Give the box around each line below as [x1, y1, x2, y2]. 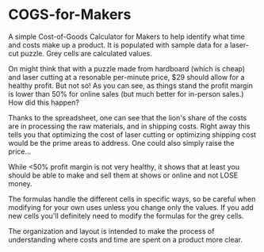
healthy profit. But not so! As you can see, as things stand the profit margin [8, 81, 254, 90]
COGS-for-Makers [8, 6, 132, 24]
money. [8, 178, 33, 188]
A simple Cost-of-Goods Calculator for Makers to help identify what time [8, 32, 246, 41]
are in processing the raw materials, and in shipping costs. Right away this [8, 121, 251, 131]
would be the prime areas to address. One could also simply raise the [8, 138, 235, 147]
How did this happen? [8, 97, 79, 107]
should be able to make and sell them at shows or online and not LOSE [8, 170, 239, 180]
